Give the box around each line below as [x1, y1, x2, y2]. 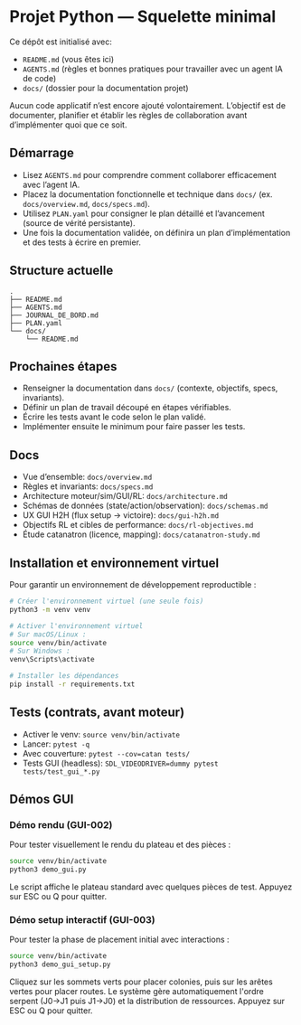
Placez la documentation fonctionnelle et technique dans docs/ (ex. [22, 188, 273, 200]
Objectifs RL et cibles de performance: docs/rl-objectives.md [22, 520, 254, 531]
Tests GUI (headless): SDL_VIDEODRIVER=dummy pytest [22, 757, 219, 768]
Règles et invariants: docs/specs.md [22, 481, 154, 492]
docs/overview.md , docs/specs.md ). [22, 198, 151, 209]
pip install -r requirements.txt [9, 680, 136, 689]
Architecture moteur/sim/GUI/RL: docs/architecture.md [22, 491, 228, 502]
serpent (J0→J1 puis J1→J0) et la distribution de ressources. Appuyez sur [9, 996, 286, 1007]
